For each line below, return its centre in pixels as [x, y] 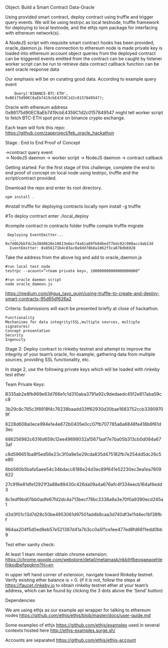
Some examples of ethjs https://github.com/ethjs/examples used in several [82, 625]
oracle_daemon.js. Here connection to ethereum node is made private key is [84, 48]
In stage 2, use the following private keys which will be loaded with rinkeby [82, 369]
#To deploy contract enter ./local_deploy [47, 216]
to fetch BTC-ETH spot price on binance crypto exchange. [65, 118]
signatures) [18, 327]
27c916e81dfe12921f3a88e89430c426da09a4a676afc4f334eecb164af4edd [84, 484]
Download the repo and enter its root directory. [54, 188]
